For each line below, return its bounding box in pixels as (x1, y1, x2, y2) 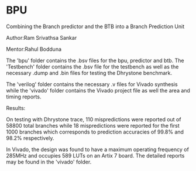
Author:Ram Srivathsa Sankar (6, 34, 77, 41)
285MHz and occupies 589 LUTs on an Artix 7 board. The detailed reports (6, 152, 185, 159)
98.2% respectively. (6, 134, 54, 141)
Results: (6, 104, 26, 111)
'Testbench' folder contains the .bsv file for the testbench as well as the (6, 63, 179, 70)
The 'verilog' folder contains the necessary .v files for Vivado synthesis (6, 80, 178, 88)
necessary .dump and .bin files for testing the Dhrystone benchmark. (6, 69, 173, 76)
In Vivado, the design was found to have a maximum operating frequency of (6, 146, 189, 153)
